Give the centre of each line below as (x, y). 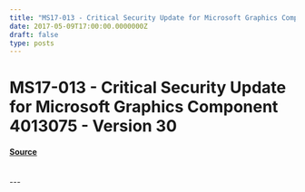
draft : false (34, 34)
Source (24, 152)
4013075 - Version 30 (93, 126)
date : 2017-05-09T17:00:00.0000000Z (79, 26)
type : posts (32, 43)
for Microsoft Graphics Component (144, 107)
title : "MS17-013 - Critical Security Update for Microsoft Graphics (144, 18)
